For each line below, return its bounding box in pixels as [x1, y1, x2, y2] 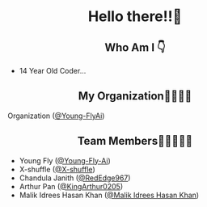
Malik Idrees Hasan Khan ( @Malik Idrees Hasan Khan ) [19, 190, 200, 200]
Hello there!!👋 [87, 7, 183, 26]
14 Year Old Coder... [19, 66, 87, 75]
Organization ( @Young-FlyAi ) [7, 111, 105, 120]
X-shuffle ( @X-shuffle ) [19, 164, 95, 174]
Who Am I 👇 [103, 40, 167, 54]
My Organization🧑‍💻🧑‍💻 [78, 89, 192, 103]
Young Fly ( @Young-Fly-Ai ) [19, 155, 111, 165]
